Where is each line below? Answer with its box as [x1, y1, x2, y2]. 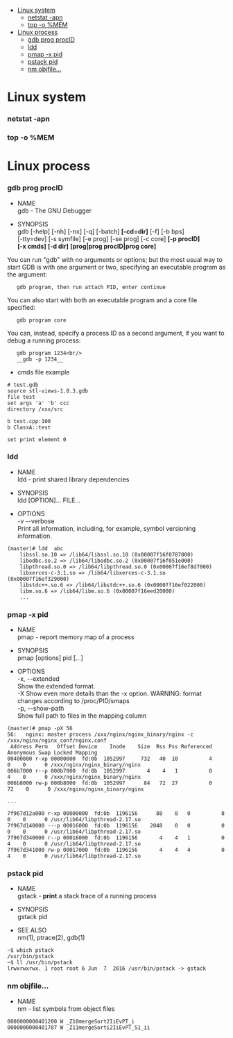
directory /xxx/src [7, 406, 64, 413]
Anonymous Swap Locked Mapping [7, 750, 98, 757]
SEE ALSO [17, 926, 47, 934]
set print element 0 [7, 436, 67, 443]
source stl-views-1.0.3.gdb [7, 387, 89, 395]
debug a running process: [7, 336, 81, 345]
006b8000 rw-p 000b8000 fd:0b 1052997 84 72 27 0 [7, 780, 213, 787]
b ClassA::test [7, 424, 51, 431]
